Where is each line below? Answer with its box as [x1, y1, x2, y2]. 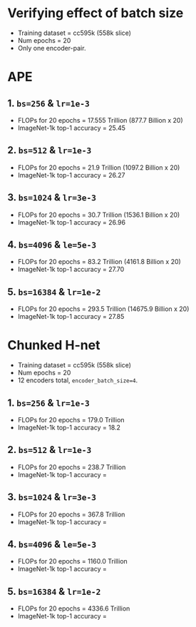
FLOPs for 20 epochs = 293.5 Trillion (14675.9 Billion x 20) [17, 305, 190, 313]
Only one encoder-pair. [17, 44, 86, 52]
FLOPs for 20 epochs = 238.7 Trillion [17, 462, 126, 471]
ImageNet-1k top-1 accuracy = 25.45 [17, 123, 126, 132]
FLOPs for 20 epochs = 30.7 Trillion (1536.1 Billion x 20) [17, 210, 180, 219]
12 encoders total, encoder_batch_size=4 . [17, 376, 138, 384]
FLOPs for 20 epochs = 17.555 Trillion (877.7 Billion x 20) [17, 116, 183, 124]
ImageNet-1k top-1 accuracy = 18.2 [17, 423, 121, 432]
